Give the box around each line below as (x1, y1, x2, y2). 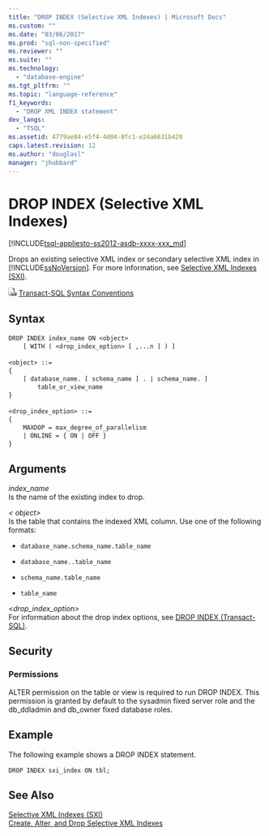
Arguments (8, 462, 67, 476)
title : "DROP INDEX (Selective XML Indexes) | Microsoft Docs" (8, 13, 227, 21)
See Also (8, 788, 54, 802)
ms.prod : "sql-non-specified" (8, 39, 111, 47)
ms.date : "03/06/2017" (8, 30, 85, 38)
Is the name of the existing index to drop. (8, 492, 146, 502)
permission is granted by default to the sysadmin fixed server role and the (8, 696, 255, 705)
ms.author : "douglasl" (8, 150, 85, 158)
